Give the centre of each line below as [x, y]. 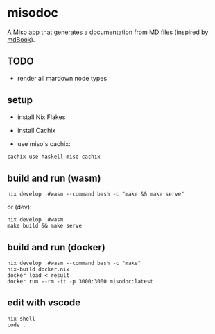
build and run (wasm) [54, 178]
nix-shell [21, 319]
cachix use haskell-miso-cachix [54, 157]
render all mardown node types [62, 78]
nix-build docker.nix [38, 269]
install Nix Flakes [41, 117]
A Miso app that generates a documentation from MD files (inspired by [108, 32]
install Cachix [36, 130]
